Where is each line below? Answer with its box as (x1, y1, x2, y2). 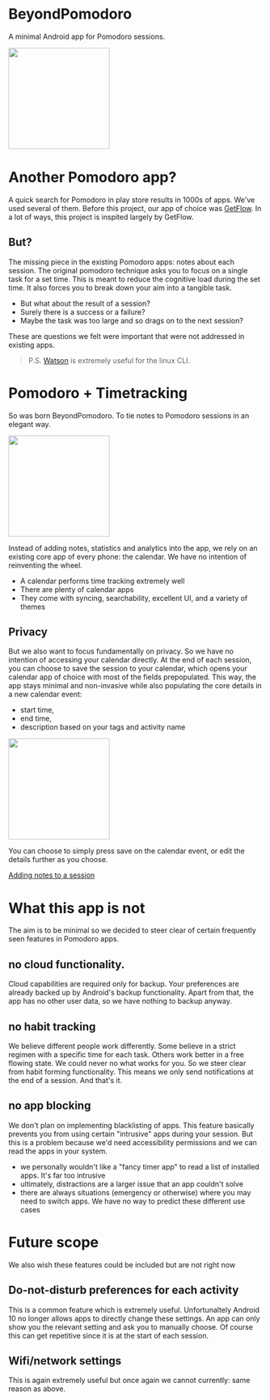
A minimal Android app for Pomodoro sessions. (8, 32, 166, 41)
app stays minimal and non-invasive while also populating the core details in (8, 681, 263, 691)
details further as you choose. (8, 855, 108, 865)
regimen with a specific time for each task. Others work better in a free (8, 1050, 245, 1060)
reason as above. (8, 1384, 66, 1394)
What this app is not (8, 899, 146, 917)
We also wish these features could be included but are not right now (8, 1259, 236, 1270)
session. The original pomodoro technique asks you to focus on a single (8, 265, 248, 275)
